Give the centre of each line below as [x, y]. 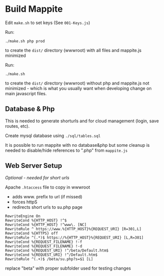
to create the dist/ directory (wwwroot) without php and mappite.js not [77, 83]
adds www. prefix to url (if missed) [47, 196]
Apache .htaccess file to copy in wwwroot [48, 187]
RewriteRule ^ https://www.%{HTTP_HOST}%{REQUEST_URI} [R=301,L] [73, 229]
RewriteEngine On [23, 216]
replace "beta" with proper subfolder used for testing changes [68, 268]
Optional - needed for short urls [37, 177]
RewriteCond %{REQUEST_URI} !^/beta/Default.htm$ [57, 250]
